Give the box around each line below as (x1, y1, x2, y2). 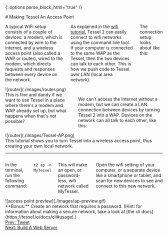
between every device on (5, 71, 57, 77)
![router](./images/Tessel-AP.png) (5, 132, 75, 138)
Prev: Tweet (5, 219, 30, 225)
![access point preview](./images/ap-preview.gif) (5, 198, 106, 204)
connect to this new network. (95, 183, 156, 189)
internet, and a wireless (5, 45, 53, 50)
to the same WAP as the (70, 50, 120, 56)
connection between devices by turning (78, 107, 160, 112)
